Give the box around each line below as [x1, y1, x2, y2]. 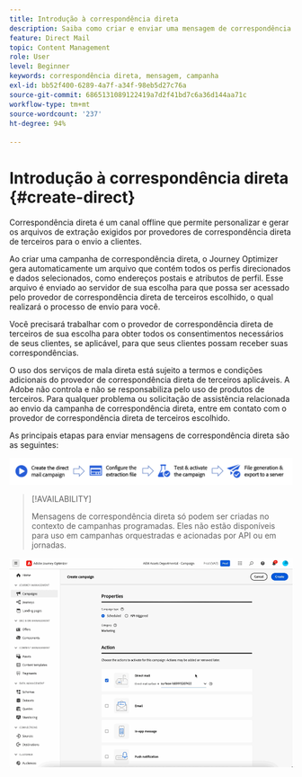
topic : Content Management [9, 43, 111, 52]
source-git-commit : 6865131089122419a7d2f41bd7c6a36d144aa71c [9, 90, 247, 99]
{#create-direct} [9, 187, 136, 208]
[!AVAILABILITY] [31, 493, 92, 504]
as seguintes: [9, 440, 59, 451]
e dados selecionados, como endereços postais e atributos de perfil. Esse [9, 272, 284, 283]
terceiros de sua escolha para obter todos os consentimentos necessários [9, 328, 284, 339]
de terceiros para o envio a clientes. [9, 237, 142, 247]
